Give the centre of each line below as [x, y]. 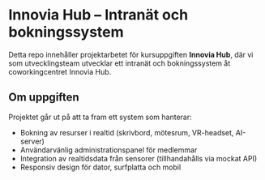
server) [32, 141]
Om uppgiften [44, 98]
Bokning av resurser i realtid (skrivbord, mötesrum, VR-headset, [127, 132]
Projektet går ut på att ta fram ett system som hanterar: [100, 117]
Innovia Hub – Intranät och [98, 15]
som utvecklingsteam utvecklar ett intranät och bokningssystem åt [120, 63]
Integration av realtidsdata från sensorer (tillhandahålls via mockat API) [139, 158]
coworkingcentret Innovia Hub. [60, 71]
